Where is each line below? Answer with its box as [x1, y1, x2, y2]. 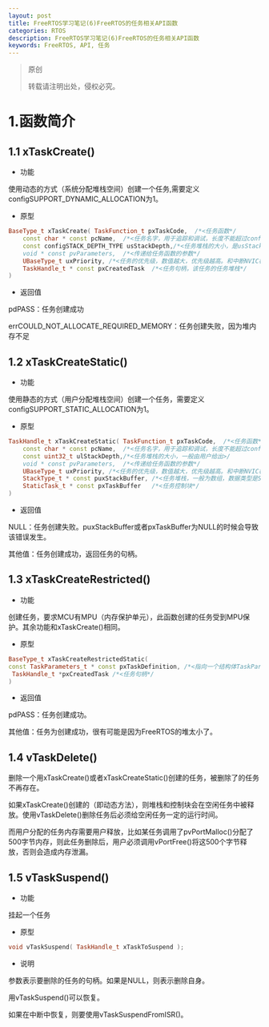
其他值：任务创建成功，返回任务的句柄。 [8, 550, 142, 559]
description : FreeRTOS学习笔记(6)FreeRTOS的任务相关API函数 [8, 34, 200, 42]
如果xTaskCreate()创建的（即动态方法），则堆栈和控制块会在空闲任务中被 [8, 800, 247, 810]
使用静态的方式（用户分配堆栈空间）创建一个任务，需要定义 [8, 394, 205, 405]
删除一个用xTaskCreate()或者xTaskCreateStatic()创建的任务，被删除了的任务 [8, 773, 260, 783]
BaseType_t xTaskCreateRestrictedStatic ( [8, 654, 149, 663]
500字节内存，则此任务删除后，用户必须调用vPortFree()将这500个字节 [8, 837, 240, 847]
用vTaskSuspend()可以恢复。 [8, 993, 104, 1002]
